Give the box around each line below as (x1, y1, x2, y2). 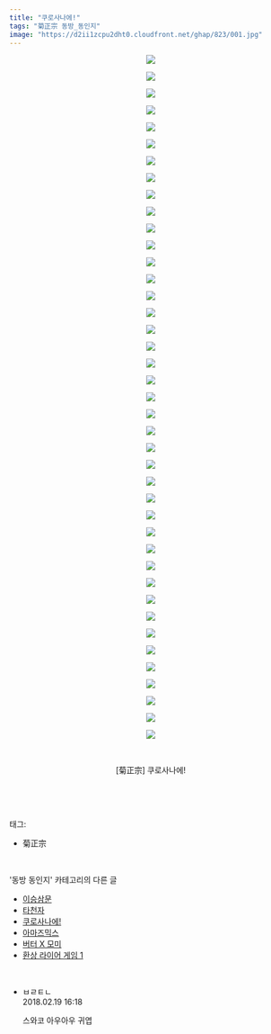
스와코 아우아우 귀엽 (22, 1015, 92, 1026)
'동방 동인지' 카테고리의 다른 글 (9, 875, 118, 886)
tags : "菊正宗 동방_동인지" (9, 22, 101, 31)
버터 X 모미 (22, 939, 62, 949)
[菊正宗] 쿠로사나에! (115, 765, 187, 776)
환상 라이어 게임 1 (22, 950, 83, 961)
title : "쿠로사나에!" (9, 13, 81, 22)
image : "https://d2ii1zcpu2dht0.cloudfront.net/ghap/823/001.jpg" (9, 30, 263, 39)
